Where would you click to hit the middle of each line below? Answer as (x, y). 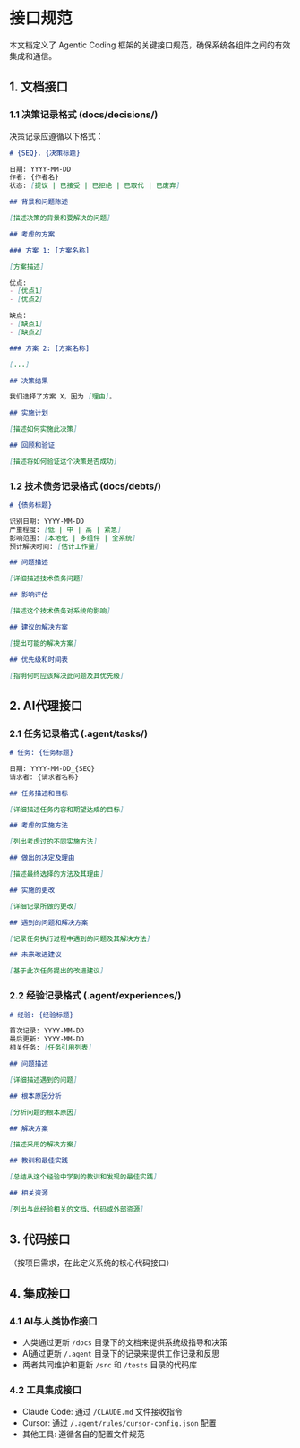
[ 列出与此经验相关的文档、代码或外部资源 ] (77, 1209)
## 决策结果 (29, 381)
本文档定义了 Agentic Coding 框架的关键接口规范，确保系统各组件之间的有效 (150, 45)
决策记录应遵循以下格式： (56, 136)
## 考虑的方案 (32, 234)
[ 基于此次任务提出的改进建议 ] (57, 971)
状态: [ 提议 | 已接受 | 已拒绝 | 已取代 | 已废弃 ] (95, 186)
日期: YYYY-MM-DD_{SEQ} (52, 768)
